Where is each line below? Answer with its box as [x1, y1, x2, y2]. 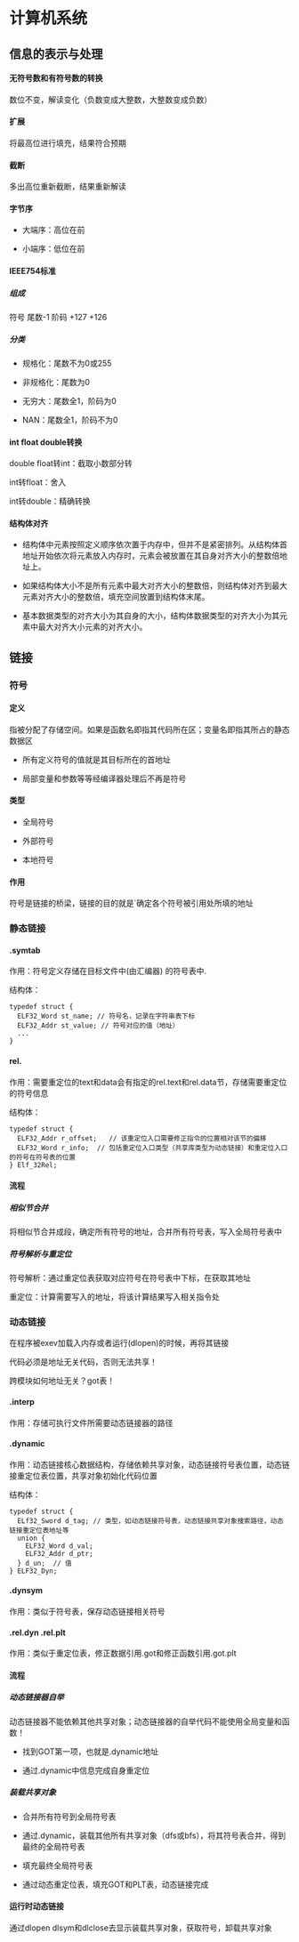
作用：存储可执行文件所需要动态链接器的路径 [9, 1417, 174, 1428]
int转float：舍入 [9, 477, 67, 488]
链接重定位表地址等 [9, 1526, 69, 1535]
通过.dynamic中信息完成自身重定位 [21, 1765, 150, 1776]
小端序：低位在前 [21, 244, 85, 254]
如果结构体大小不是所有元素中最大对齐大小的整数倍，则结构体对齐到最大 [21, 580, 287, 592]
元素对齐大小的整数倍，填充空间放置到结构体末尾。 [21, 592, 210, 602]
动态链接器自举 [9, 1692, 64, 1703]
